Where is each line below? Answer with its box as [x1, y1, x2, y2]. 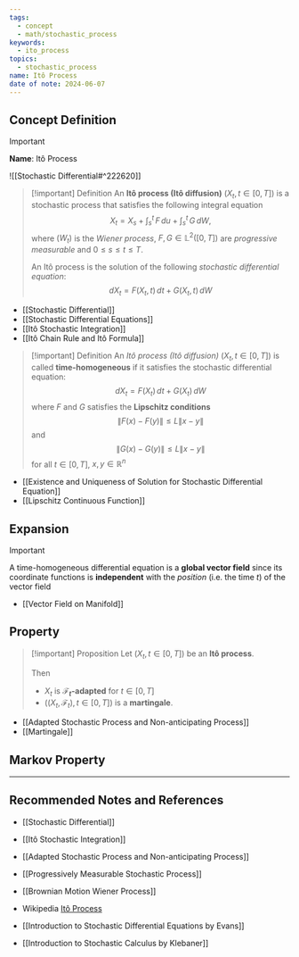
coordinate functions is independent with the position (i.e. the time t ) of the [9, 572, 287, 582]
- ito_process [17, 46, 69, 55]
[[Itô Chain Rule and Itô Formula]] [21, 332, 145, 344]
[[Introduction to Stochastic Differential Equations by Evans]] [21, 920, 245, 931]
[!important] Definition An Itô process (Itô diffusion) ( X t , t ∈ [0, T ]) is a [30, 188, 289, 201]
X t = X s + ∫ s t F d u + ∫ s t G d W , [109, 213, 212, 228]
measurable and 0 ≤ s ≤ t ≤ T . [30, 245, 144, 255]
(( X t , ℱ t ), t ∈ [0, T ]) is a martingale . [44, 697, 174, 711]
